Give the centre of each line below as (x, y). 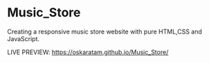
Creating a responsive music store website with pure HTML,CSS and (105, 32)
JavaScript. (24, 38)
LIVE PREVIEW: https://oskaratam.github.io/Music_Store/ (88, 52)
